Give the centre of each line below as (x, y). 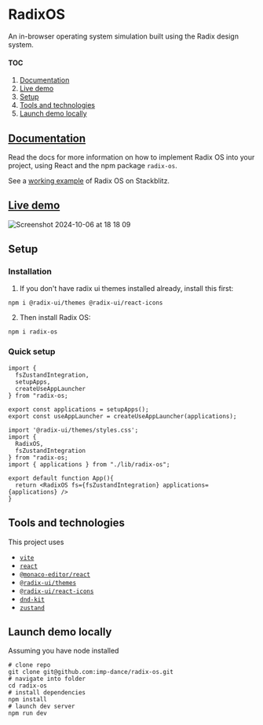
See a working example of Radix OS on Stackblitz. (89, 180)
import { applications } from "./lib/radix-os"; (89, 464)
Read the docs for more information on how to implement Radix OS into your (131, 157)
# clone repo (29, 665)
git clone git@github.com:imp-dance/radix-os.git (91, 672)
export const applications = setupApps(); (79, 409)
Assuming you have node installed (64, 651)
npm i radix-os (33, 332)
